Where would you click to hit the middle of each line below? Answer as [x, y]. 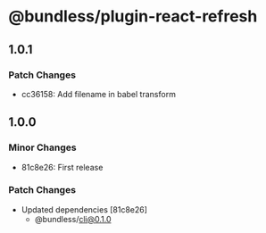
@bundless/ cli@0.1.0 [73, 219]
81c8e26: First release [62, 167]
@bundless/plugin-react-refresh [133, 17]
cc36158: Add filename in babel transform [98, 94]
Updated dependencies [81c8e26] [84, 209]
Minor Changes [42, 147]
